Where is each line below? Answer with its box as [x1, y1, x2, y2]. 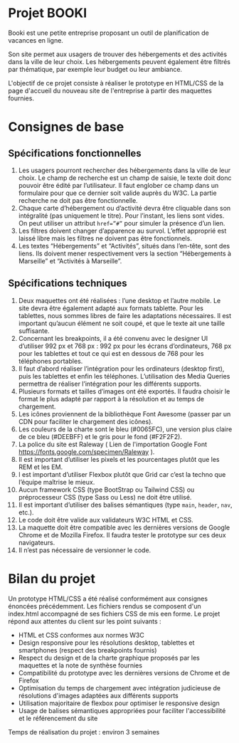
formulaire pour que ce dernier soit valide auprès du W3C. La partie [18, 189, 217, 197]
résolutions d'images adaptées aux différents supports [18, 691, 179, 700]
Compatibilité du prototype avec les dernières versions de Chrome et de [18, 668, 230, 677]
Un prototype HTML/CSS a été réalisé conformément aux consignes [8, 594, 208, 603]
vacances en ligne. [8, 36, 63, 44]
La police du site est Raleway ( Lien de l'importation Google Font [18, 440, 208, 448]
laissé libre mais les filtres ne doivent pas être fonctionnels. [18, 233, 193, 243]
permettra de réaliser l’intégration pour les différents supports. [18, 379, 202, 388]
